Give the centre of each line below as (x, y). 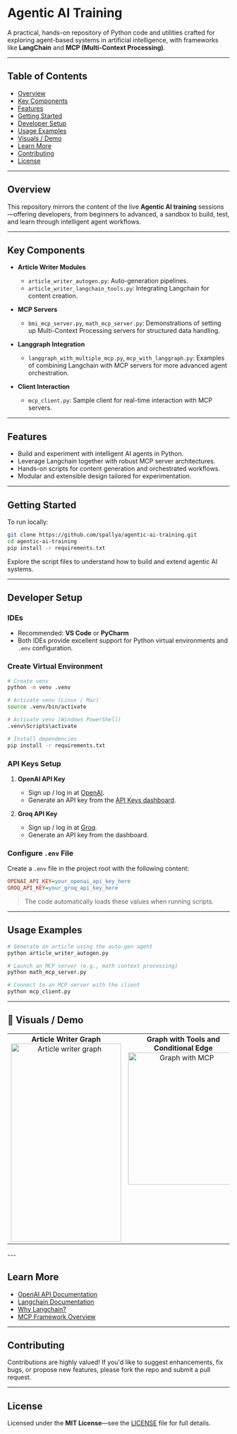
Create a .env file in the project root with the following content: (98, 868)
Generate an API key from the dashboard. (89, 834)
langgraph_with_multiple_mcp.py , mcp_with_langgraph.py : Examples (126, 358)
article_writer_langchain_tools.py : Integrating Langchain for (119, 288)
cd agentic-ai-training (42, 541)
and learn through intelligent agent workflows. (74, 221)
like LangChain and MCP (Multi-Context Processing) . (86, 47)
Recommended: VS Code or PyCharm (73, 633)
